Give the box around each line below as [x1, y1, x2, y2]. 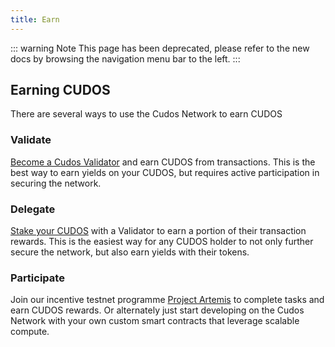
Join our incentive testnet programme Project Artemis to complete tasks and [10, 294, 325, 306]
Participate [10, 271, 65, 285]
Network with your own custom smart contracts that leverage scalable [10, 315, 300, 327]
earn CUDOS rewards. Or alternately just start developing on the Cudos [10, 304, 305, 316]
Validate [10, 133, 52, 147]
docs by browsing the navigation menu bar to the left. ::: [10, 52, 241, 65]
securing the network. [10, 177, 102, 189]
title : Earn [10, 14, 60, 25]
